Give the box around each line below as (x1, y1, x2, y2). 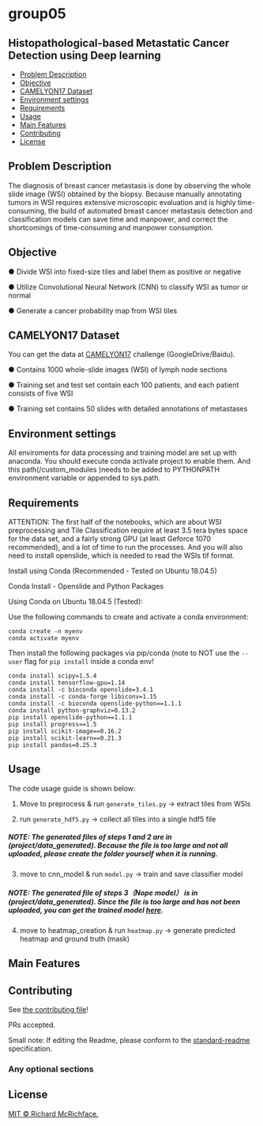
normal (8, 290, 32, 300)
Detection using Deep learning (8, 48, 161, 62)
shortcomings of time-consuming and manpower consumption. (8, 222, 214, 232)
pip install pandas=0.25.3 (8, 741, 97, 749)
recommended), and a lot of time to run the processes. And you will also (8, 543, 243, 552)
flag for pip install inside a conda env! (24, 657, 154, 666)
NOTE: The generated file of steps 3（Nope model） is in (8, 888, 198, 898)
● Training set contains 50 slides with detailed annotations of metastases (8, 404, 248, 414)
